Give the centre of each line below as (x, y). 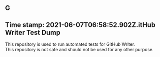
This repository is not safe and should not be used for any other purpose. (79, 50)
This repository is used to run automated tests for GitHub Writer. (70, 44)
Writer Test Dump (33, 32)
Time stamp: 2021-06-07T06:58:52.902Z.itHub (80, 25)
